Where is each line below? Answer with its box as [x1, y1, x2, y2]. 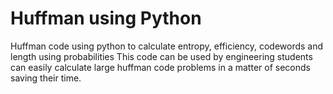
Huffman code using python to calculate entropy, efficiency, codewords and [10, 40, 324, 52]
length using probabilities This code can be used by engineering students [10, 50, 313, 62]
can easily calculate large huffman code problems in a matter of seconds [10, 61, 311, 73]
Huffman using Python [10, 7, 202, 30]
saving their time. [10, 72, 82, 84]
